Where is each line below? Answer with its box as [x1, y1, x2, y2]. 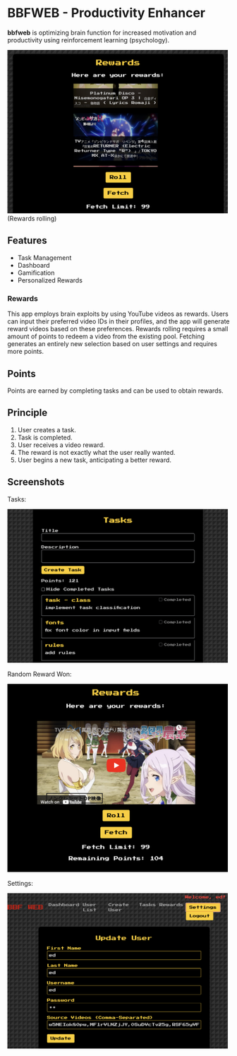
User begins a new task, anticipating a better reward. [17, 456, 171, 464]
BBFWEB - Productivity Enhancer [7, 5, 206, 21]
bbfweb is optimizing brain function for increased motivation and [7, 28, 197, 37]
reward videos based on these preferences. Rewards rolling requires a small [7, 325, 229, 333]
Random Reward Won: [7, 670, 72, 679]
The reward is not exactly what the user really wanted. [17, 448, 176, 456]
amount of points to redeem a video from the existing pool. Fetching [7, 332, 205, 340]
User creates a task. [17, 425, 76, 434]
